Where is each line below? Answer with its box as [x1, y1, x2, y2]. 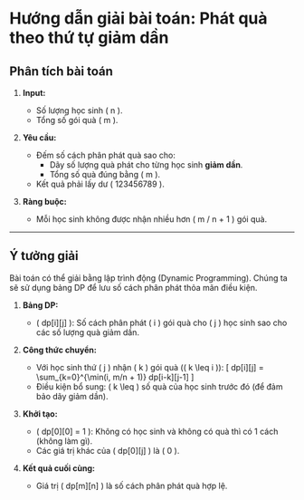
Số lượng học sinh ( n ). [35, 105, 123, 116]
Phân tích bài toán [9, 63, 113, 79]
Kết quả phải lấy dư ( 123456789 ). [35, 178, 165, 189]
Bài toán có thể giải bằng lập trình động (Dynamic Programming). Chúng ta [9, 272, 288, 284]
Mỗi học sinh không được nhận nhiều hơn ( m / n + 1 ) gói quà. [35, 214, 268, 225]
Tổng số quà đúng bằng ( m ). [49, 169, 161, 179]
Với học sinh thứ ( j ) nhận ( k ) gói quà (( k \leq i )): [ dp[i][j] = [35, 361, 264, 372]
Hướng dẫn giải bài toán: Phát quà [9, 8, 268, 29]
